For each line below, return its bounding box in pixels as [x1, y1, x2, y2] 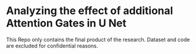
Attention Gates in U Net [6, 16, 127, 30]
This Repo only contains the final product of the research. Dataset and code [6, 36, 190, 43]
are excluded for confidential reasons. [6, 42, 98, 49]
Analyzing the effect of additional [6, 4, 174, 18]
